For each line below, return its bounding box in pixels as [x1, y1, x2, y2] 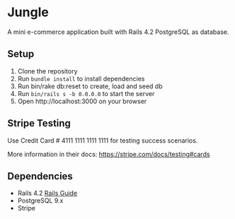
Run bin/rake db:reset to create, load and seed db [17, 82, 163, 90]
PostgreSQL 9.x [17, 196, 64, 205]
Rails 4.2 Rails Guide [17, 189, 78, 198]
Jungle [7, 4, 50, 20]
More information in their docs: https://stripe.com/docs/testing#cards [7, 150, 210, 158]
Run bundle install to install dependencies [17, 74, 145, 83]
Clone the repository [17, 66, 78, 75]
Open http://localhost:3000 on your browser [17, 97, 147, 105]
